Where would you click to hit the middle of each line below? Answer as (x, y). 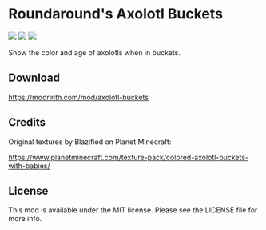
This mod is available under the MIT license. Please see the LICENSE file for (133, 210)
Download (34, 78)
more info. (25, 219)
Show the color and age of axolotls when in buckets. (95, 52)
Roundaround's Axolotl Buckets (116, 14)
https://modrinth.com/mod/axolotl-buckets (79, 97)
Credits (27, 122)
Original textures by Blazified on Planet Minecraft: (90, 142)
